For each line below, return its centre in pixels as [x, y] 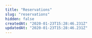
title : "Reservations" [29, 10]
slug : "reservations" [28, 14]
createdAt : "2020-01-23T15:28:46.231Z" [46, 23]
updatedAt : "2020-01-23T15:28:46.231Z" [46, 28]
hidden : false [20, 19]
